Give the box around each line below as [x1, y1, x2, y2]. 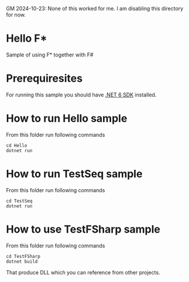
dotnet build [6, 258, 38, 264]
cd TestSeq [6, 198, 33, 204]
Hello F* [6, 32, 47, 45]
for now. [6, 11, 26, 18]
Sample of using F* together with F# [6, 51, 94, 58]
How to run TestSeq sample [6, 167, 143, 180]
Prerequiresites [6, 72, 83, 85]
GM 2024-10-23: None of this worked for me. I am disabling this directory [6, 5, 184, 12]
